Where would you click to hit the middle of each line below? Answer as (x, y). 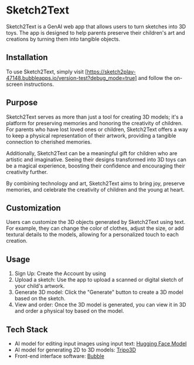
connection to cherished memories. (49, 142)
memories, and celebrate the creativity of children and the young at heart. (95, 189)
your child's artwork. (40, 286)
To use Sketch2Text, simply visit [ (47, 72)
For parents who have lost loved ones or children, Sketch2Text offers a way (97, 129)
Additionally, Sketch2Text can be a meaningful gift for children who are (92, 153)
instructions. (39, 84)
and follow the (155, 78)
